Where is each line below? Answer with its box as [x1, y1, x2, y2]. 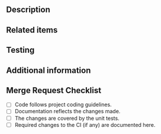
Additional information [6, 65, 91, 75]
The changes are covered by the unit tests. [14, 114, 120, 122]
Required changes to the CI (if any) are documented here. [14, 121, 156, 128]
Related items [6, 25, 58, 35]
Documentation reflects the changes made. [14, 108, 121, 115]
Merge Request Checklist [6, 85, 102, 95]
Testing [6, 45, 35, 55]
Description [6, 5, 50, 15]
